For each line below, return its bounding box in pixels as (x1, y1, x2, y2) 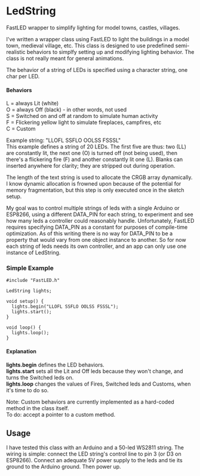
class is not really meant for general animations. (6, 54, 124, 62)
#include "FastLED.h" (6, 277, 60, 284)
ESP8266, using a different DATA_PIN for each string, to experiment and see (6, 211, 193, 218)
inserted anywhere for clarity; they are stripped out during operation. (6, 162, 176, 169)
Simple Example (6, 264, 54, 272)
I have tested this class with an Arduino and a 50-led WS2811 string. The (6, 444, 184, 451)
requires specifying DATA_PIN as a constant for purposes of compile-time (6, 223, 188, 231)
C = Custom (6, 125, 36, 132)
